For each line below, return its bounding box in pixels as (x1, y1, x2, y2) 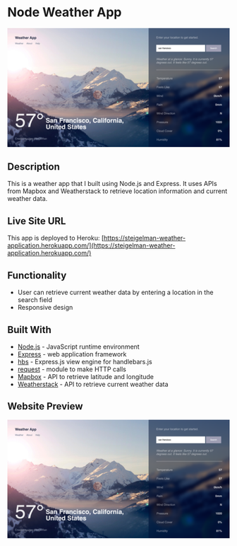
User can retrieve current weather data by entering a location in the (17, 288, 214, 297)
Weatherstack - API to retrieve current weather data (17, 380, 169, 388)
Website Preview (7, 400, 83, 412)
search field (17, 296, 53, 304)
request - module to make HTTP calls (17, 365, 127, 373)
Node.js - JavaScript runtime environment (17, 342, 140, 351)
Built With (7, 323, 51, 336)
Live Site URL (7, 215, 66, 227)
